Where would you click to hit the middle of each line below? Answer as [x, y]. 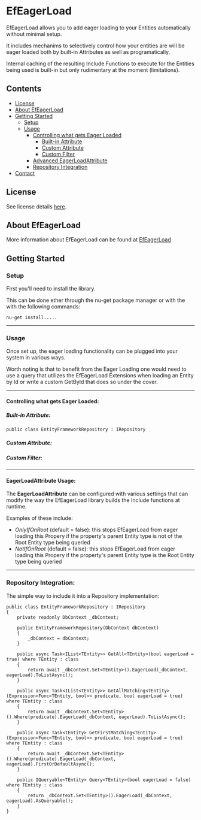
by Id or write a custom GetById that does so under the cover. [82, 382]
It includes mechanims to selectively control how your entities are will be [96, 46]
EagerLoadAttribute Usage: [41, 480]
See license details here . [36, 206]
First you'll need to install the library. [51, 289]
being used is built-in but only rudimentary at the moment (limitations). [93, 69]
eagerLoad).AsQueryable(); [40, 801]
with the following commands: [43, 307]
